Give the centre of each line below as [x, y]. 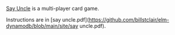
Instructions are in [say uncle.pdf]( [48, 20]
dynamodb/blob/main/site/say [42, 26]
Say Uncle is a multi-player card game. [52, 8]
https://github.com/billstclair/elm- [129, 20]
